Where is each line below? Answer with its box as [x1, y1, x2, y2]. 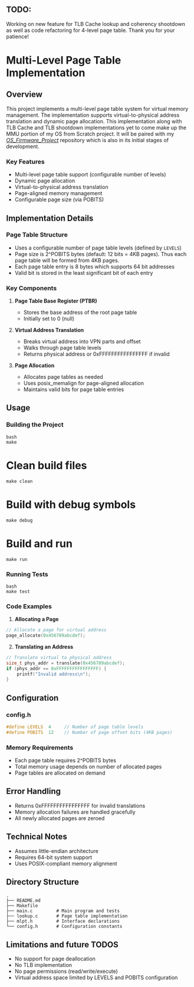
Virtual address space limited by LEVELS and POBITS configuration [14, 974, 178, 981]
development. [6, 143, 40, 150]
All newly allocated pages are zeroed [14, 814, 105, 822]
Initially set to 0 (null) [23, 315, 75, 322]
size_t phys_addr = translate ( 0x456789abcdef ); [6, 660, 126, 666]
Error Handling [6, 786, 61, 796]
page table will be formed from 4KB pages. [14, 257, 120, 264]
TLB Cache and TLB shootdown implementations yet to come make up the [6, 124, 187, 131]
